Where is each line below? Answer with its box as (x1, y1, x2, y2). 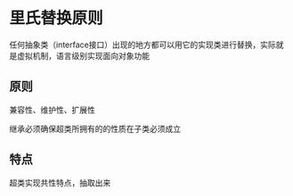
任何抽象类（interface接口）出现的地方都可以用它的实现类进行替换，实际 (9, 39, 276, 50)
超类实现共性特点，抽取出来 (9, 177, 111, 188)
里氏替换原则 (9, 8, 104, 29)
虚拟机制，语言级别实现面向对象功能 (16, 50, 150, 61)
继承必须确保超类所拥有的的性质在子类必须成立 (9, 123, 181, 134)
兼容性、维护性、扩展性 (9, 104, 95, 115)
